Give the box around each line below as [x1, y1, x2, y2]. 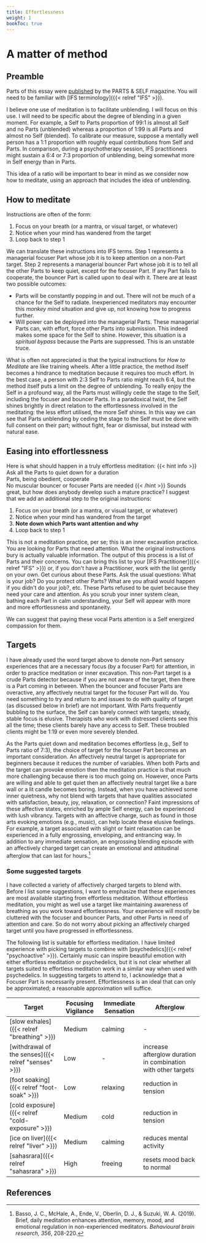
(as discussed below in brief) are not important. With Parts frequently [6, 702, 181, 709]
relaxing [101, 1083, 125, 1091]
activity [143, 1141, 164, 1150]
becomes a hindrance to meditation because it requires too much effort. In [6, 369, 194, 377]
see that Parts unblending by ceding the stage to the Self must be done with [6, 415, 199, 423]
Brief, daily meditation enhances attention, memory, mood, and [15, 1216, 175, 1223]
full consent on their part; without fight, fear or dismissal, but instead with [6, 422, 192, 429]
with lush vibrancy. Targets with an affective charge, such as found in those [6, 812, 197, 819]
